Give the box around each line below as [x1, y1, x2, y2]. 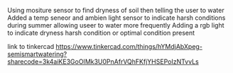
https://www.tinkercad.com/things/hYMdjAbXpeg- [55, 43, 202, 50]
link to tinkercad [7, 43, 55, 50]
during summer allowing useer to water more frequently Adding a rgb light [7, 21, 224, 29]
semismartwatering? [7, 50, 67, 58]
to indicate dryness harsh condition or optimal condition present [7, 28, 195, 37]
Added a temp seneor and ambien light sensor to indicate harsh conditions [7, 13, 226, 22]
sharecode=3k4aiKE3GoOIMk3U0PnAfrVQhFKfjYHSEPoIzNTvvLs [7, 57, 199, 66]
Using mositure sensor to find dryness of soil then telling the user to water [7, 6, 225, 14]
